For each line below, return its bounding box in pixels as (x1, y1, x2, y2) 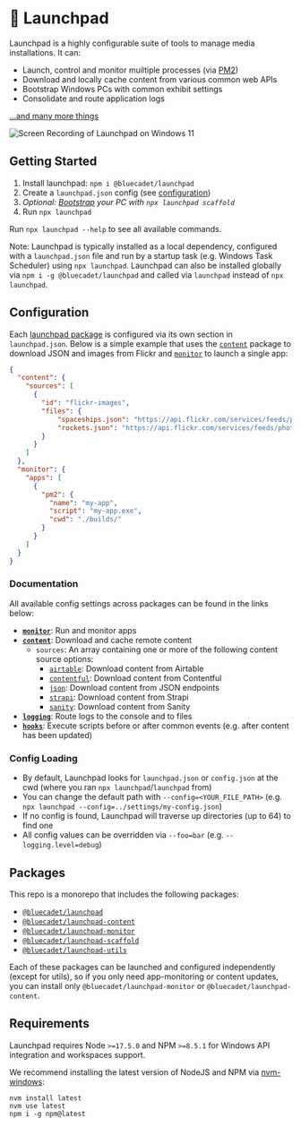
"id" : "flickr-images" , (41, 399, 130, 408)
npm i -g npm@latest (9, 1109, 87, 1118)
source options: (35, 653, 94, 664)
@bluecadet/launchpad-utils (21, 945, 127, 955)
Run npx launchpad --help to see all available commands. (9, 223, 222, 234)
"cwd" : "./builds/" (48, 515, 123, 524)
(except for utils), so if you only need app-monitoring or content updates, (9, 971, 279, 982)
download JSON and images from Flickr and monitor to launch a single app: (9, 348, 288, 358)
